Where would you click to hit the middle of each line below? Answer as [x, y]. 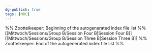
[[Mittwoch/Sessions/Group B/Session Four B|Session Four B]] [69, 33]
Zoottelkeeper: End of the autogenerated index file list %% [64, 43]
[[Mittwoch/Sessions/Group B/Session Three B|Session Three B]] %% [76, 38]
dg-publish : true [23, 9]
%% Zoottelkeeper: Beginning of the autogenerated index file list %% [76, 28]
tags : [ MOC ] [17, 14]
